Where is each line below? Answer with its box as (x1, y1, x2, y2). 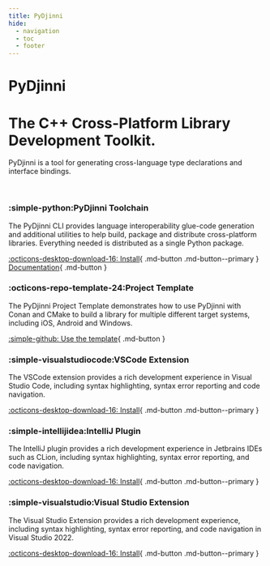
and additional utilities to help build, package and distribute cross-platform (8, 229, 257, 239)
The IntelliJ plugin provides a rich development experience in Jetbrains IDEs (8, 444, 263, 453)
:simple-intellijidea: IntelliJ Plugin (8, 426, 141, 437)
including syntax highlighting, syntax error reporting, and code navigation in (8, 524, 262, 534)
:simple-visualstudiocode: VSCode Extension (8, 354, 190, 365)
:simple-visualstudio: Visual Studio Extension (8, 497, 190, 509)
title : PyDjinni (8, 11, 63, 20)
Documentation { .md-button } (8, 262, 108, 272)
